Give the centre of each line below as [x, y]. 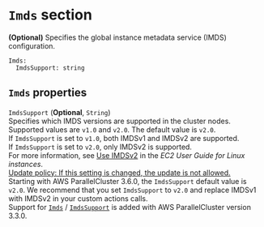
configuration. [32, 45]
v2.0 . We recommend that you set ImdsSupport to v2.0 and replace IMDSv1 [132, 190]
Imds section [51, 15]
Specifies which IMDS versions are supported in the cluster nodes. [119, 121]
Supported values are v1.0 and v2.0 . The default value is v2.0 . [112, 129]
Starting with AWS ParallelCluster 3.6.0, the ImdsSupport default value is [128, 181]
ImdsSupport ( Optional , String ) [60, 112]
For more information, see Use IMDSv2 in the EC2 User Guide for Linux [127, 155]
